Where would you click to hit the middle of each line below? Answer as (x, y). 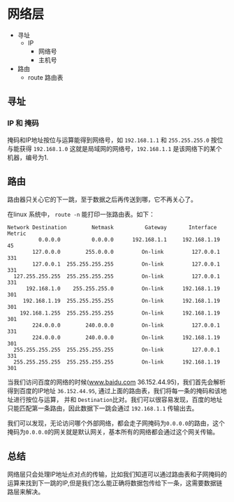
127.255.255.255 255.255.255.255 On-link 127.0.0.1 (117, 277)
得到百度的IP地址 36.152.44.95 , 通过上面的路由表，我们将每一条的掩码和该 (114, 391)
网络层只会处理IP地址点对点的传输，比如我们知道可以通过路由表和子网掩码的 (117, 474)
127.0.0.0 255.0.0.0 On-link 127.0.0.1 (126, 252)
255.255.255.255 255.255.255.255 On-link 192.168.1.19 (117, 362)
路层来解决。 (25, 492)
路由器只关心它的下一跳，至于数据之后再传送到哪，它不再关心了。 (102, 199)
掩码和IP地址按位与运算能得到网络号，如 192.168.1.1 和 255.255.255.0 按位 (115, 140)
